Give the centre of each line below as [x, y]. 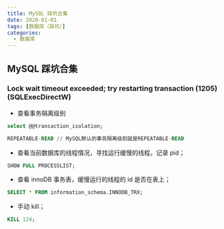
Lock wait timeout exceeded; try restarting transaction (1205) [112, 89]
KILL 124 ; [21, 220]
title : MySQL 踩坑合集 [38, 13]
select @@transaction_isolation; [55, 126]
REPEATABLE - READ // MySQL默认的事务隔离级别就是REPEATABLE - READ [96, 138]
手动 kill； [31, 206]
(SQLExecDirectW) [39, 97]
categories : [24, 33]
